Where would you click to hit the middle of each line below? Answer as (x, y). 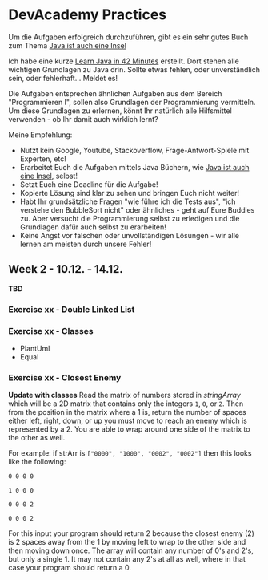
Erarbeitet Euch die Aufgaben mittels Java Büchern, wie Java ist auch (134, 167)
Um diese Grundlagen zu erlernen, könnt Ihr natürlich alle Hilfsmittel (120, 111)
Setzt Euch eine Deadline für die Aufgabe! (89, 184)
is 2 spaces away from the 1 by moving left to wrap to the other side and (127, 542)
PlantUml (35, 348)
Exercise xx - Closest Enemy (65, 377)
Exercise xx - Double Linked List (72, 309)
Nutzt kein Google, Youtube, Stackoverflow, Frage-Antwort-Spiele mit (134, 150)
